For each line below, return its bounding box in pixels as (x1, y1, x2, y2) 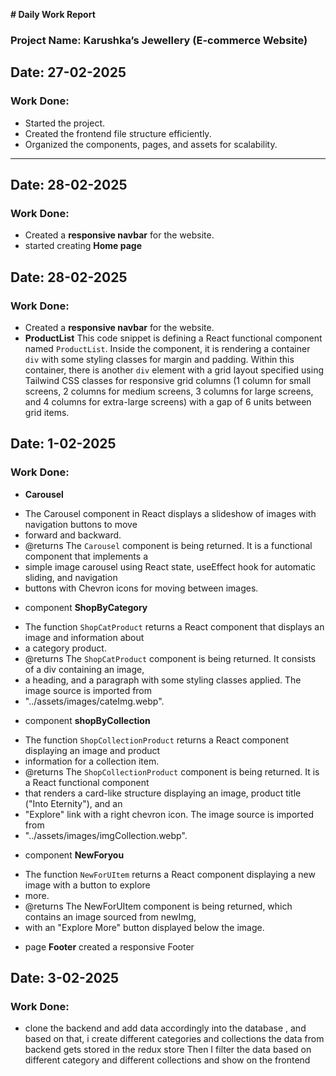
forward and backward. (24, 529, 122, 541)
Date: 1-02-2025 (10, 435, 117, 453)
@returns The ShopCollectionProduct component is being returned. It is (24, 765, 320, 778)
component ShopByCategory (24, 601, 148, 613)
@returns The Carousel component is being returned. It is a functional (24, 539, 313, 551)
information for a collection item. (24, 755, 160, 767)
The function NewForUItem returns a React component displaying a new (24, 868, 316, 880)
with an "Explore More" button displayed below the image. (24, 921, 265, 933)
